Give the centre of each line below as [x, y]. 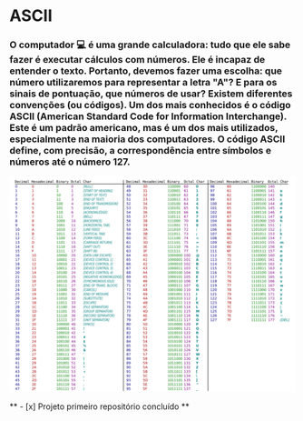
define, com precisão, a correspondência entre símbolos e [141, 151]
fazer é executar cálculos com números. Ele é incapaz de [137, 60]
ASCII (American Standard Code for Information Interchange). [148, 116]
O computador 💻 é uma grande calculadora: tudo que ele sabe [150, 45]
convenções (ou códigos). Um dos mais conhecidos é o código [151, 105]
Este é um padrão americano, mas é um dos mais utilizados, [144, 128]
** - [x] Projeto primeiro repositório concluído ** [99, 406]
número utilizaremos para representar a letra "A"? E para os [143, 83]
